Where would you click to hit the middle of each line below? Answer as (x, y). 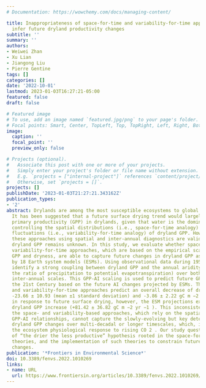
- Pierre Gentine (29, 69)
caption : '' (27, 137)
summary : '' (21, 40)
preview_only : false (38, 148)
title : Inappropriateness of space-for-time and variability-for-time (98, 23)
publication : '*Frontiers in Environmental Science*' (77, 353)
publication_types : (31, 199)
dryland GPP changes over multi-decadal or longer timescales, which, (104, 325)
